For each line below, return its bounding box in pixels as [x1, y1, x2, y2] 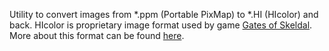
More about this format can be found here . [9, 30, 185, 41]
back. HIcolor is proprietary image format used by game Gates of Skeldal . [9, 19, 313, 31]
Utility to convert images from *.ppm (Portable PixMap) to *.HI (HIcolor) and [9, 9, 319, 20]
